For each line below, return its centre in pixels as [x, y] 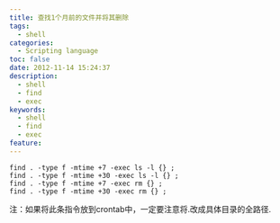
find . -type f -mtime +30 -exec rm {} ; [88, 191]
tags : [19, 26]
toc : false [30, 59]
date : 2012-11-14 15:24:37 [60, 68]
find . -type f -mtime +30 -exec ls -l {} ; [94, 175]
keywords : [28, 110]
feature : [26, 143]
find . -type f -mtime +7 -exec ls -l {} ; [92, 167]
